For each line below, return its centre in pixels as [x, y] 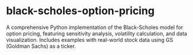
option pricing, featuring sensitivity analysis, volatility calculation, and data [97, 33]
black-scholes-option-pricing [80, 11]
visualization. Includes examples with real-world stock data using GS [90, 40]
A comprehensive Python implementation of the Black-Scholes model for [95, 27]
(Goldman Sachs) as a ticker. [41, 46]
